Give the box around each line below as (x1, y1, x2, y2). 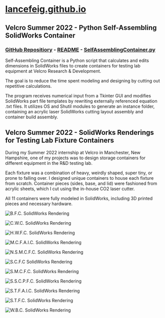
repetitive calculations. (5, 83, 52, 89)
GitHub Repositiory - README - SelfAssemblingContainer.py (5, 46, 156, 53)
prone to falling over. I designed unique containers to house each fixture (5, 175, 154, 181)
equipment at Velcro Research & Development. (5, 68, 101, 74)
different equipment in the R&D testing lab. (5, 160, 92, 166)
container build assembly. (5, 114, 58, 120)
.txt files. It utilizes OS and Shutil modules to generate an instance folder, (5, 103, 155, 109)
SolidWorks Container (5, 31, 75, 39)
